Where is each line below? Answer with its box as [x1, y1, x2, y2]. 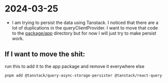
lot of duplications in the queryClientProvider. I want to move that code [12, 24, 158, 30]
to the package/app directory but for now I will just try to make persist [12, 30, 156, 36]
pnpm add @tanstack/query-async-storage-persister [5, 73, 113, 78]
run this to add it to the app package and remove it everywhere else [5, 63, 145, 69]
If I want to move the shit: [5, 50, 86, 58]
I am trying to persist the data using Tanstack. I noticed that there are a [12, 19, 158, 25]
